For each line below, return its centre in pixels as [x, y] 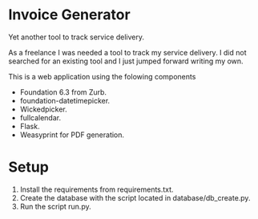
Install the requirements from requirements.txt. [97, 189]
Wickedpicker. [44, 109]
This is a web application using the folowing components [102, 76]
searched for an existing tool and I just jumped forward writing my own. [126, 61]
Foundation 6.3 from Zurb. [63, 92]
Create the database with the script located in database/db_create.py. [135, 197]
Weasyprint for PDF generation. [72, 135]
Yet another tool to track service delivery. [76, 37]
